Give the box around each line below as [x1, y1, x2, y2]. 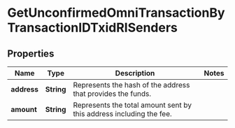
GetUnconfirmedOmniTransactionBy [7, 5, 225, 21]
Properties [7, 48, 55, 59]
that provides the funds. [73, 89, 152, 99]
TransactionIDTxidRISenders [7, 20, 178, 36]
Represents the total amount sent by [73, 100, 192, 110]
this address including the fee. [73, 109, 173, 118]
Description [115, 69, 155, 78]
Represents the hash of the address [73, 80, 190, 90]
